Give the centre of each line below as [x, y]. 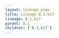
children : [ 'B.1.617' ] [29, 28]
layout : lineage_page [28, 10]
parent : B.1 [17, 23]
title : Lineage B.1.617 [30, 14]
